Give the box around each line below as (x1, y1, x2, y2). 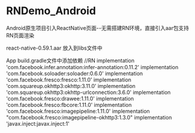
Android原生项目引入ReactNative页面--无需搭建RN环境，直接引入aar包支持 (6, 24, 190, 31)
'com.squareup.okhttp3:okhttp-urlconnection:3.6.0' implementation (6, 89, 171, 96)
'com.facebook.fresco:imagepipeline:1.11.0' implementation (6, 108, 150, 115)
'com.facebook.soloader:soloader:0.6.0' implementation (6, 70, 143, 77)
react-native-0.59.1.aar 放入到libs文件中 (6, 44, 103, 51)
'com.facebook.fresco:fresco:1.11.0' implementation (6, 76, 132, 83)
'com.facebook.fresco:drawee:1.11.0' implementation (6, 95, 135, 102)
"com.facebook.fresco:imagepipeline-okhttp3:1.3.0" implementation (6, 113, 172, 121)
